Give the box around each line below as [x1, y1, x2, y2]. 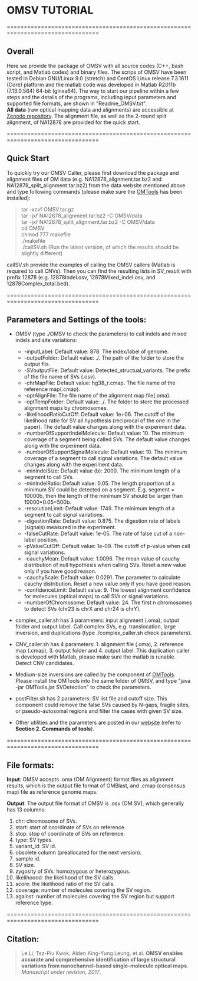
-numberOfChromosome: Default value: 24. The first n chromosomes [24, 599, 192, 606]
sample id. [15, 855, 41, 862]
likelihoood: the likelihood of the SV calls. [15, 874, 115, 881]
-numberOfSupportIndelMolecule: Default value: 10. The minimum [24, 429, 184, 437]
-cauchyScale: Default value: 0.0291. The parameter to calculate [24, 574, 181, 581]
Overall [6, 47, 34, 57]
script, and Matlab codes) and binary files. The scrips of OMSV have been [6, 69, 187, 76]
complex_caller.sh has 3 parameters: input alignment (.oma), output [15, 617, 179, 624]
